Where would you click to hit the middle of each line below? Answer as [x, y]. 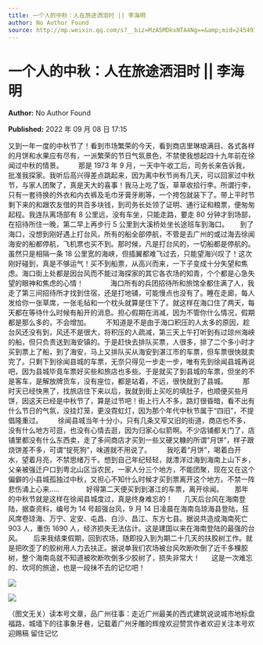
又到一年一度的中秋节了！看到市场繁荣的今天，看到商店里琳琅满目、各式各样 [131, 146]
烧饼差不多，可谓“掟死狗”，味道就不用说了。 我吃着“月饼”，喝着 [118, 450]
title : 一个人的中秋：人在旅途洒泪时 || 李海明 [77, 15]
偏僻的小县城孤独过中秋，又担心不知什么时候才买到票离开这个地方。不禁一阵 [131, 479]
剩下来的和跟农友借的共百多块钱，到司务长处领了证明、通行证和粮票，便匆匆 [131, 205]
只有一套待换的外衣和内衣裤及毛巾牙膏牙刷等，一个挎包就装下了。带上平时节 [131, 195]
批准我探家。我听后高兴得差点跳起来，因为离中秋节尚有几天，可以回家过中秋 [131, 175]
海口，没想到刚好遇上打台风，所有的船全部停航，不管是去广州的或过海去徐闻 [131, 234]
